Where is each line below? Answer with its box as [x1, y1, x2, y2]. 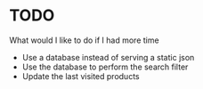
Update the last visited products [21, 70, 140, 81]
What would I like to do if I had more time [9, 35, 159, 45]
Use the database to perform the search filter [21, 61, 189, 72]
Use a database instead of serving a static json [21, 52, 195, 62]
